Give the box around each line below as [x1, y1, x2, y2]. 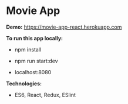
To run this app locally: [6, 34, 63, 41]
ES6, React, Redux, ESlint [14, 91, 76, 98]
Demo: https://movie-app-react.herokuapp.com [6, 23, 122, 30]
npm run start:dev [14, 57, 58, 64]
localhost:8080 [14, 68, 52, 75]
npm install [14, 46, 42, 53]
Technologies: [6, 80, 42, 87]
